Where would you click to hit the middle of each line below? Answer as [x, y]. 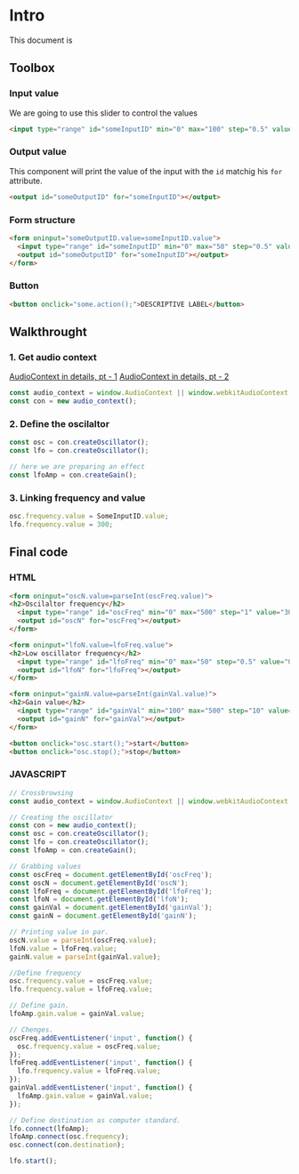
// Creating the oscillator [61, 817]
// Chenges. [31, 1029]
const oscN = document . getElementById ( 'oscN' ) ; [99, 883]
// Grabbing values [45, 866]
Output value [38, 152]
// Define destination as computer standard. [95, 1120]
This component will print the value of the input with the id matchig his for [146, 171]
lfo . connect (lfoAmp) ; [49, 1129]
